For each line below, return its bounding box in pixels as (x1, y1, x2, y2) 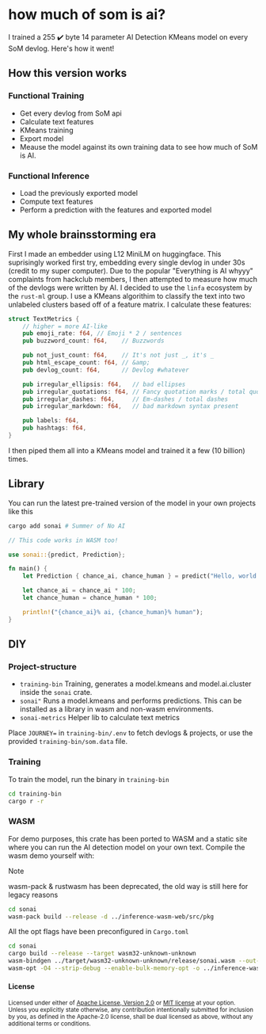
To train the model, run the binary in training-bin (8, 774, 169, 784)
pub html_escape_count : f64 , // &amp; (22, 359, 150, 367)
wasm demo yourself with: (8, 850, 95, 860)
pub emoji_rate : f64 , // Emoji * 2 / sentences (22, 330, 182, 338)
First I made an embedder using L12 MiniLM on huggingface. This (8, 249, 222, 258)
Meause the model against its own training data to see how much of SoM (19, 142, 258, 151)
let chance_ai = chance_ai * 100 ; (22, 586, 136, 595)
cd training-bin (8, 790, 62, 798)
